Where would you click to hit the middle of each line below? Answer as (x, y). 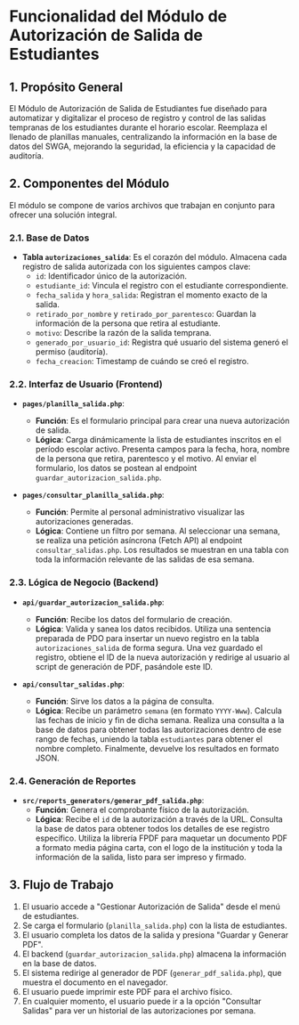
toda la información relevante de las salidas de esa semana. (145, 559)
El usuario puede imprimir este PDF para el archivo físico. (127, 991)
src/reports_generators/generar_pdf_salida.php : (113, 800)
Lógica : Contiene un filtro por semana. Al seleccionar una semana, (158, 531)
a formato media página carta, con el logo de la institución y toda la (159, 847)
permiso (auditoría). (72, 352)
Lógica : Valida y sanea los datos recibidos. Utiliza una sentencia (153, 629)
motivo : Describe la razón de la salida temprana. (123, 333)
